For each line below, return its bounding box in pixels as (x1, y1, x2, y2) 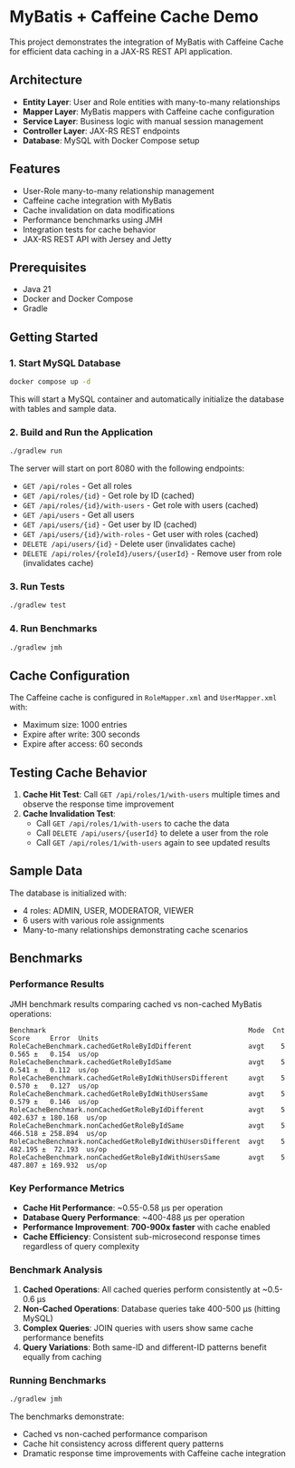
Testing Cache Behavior (9, 765, 147, 780)
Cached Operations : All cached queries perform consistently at (22, 1284, 261, 1295)
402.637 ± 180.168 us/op (9, 1113, 107, 1122)
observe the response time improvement (22, 798, 175, 809)
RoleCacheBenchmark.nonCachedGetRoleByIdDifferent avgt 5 (9, 1105, 285, 1114)
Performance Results (9, 978, 105, 991)
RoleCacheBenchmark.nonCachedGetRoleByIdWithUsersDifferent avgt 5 (9, 1137, 285, 1146)
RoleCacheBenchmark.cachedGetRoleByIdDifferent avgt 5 (9, 1042, 285, 1051)
